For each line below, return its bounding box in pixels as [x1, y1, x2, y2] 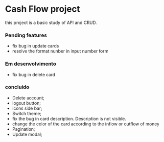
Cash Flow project [5, 3, 80, 15]
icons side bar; [12, 105, 43, 111]
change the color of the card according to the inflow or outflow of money [12, 121, 160, 127]
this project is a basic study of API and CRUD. [5, 20, 97, 25]
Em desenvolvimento [5, 60, 56, 67]
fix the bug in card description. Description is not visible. [12, 116, 126, 121]
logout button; [12, 100, 41, 106]
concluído [5, 84, 29, 91]
